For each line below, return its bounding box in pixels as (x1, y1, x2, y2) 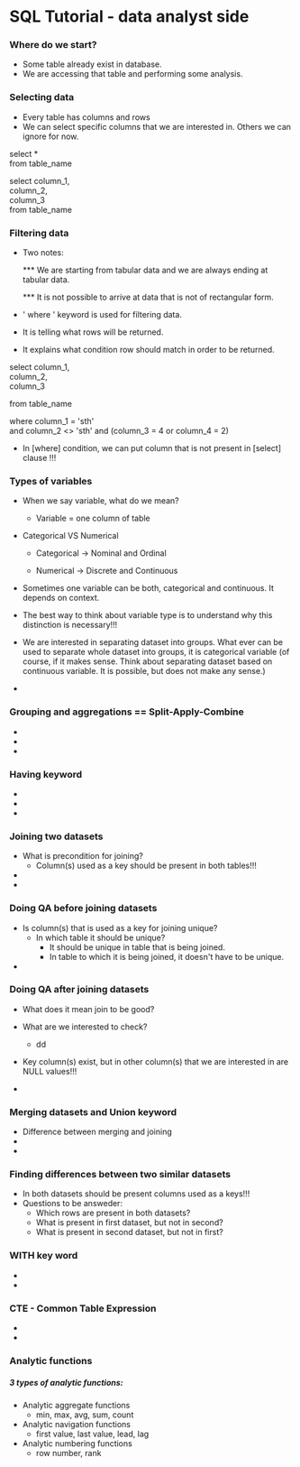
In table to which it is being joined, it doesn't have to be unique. (49, 951, 285, 962)
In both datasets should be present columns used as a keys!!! (22, 1188, 250, 1199)
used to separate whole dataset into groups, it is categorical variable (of (22, 647, 290, 658)
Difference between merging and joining (22, 1126, 173, 1138)
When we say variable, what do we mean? (22, 495, 179, 506)
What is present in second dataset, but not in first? (35, 1227, 223, 1238)
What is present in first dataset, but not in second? (35, 1217, 223, 1228)
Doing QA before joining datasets (9, 902, 158, 915)
